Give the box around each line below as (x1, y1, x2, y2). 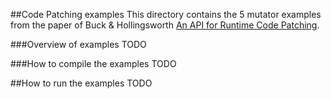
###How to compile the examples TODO (10, 58, 177, 69)
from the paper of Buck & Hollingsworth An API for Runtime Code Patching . (10, 19, 320, 31)
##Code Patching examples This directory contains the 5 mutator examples (10, 9, 322, 20)
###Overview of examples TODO (10, 39, 147, 50)
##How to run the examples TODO (10, 77, 153, 89)
